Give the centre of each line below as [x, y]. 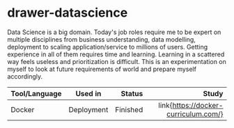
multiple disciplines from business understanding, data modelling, [102, 39]
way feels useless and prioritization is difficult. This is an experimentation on [117, 61]
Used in [88, 93]
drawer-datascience [68, 13]
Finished [129, 109]
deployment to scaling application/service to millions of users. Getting [108, 47]
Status [132, 93]
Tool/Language [36, 93]
